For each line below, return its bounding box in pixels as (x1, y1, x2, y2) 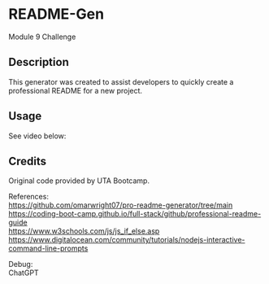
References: (8, 192, 49, 202)
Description (8, 55, 69, 69)
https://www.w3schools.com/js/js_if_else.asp (8, 226, 160, 236)
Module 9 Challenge (8, 32, 76, 42)
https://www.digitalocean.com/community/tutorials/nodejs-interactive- (8, 235, 245, 245)
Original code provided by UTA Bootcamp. (8, 176, 150, 186)
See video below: (8, 131, 67, 141)
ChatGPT (8, 268, 39, 277)
